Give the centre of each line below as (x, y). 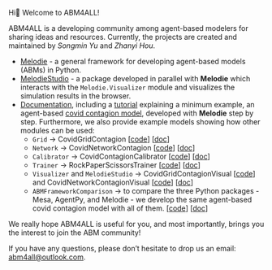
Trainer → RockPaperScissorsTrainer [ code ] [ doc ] (117, 165)
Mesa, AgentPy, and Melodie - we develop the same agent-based (142, 200)
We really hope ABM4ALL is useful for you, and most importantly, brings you (136, 224)
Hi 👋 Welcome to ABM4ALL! (54, 13)
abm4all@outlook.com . (47, 257)
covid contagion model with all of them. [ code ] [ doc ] (120, 208)
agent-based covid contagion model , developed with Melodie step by (137, 113)
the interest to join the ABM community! (75, 233)
